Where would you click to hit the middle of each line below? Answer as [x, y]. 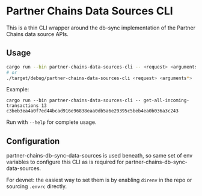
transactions [23, 106]
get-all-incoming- [166, 100]
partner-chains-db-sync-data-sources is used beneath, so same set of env [99, 156]
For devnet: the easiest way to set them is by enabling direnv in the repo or [99, 180]
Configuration [33, 141]
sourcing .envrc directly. [37, 186]
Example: [18, 90]
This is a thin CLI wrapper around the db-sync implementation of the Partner [101, 28]
